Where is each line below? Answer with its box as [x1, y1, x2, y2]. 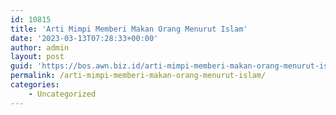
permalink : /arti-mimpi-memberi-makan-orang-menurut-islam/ [10, 71, 267, 81]
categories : [10, 80, 60, 90]
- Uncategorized [28, 89, 97, 99]
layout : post [10, 52, 65, 62]
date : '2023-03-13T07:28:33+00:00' [10, 33, 159, 43]
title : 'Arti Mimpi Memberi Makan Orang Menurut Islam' [10, 24, 248, 34]
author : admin [10, 42, 70, 53]
